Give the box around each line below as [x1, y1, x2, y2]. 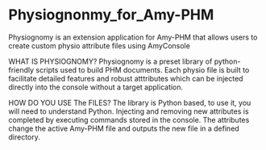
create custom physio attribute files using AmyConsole [8, 40, 191, 50]
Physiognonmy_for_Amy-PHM [8, 6, 214, 24]
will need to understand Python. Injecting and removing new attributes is [8, 106, 249, 116]
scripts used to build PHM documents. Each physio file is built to [35, 65, 250, 74]
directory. [8, 131, 40, 142]
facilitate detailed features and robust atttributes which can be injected [8, 73, 243, 83]
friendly [8, 65, 35, 74]
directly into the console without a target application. [8, 82, 184, 92]
